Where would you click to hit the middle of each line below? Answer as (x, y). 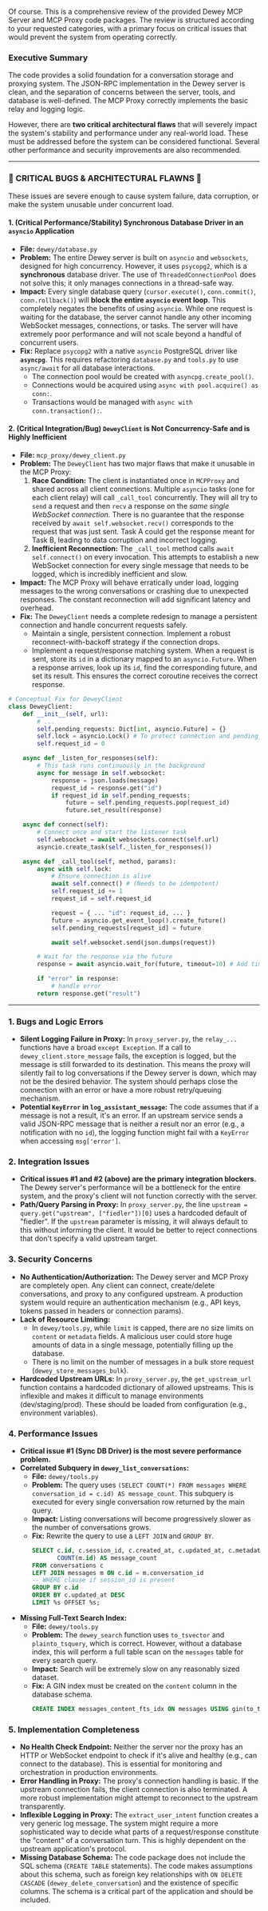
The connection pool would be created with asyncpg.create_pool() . (143, 376)
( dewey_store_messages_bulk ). (80, 1370)
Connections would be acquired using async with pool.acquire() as (145, 385)
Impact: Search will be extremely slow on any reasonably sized (136, 1669)
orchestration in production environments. (89, 1773)
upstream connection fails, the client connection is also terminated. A (134, 1789)
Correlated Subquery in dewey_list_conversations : (104, 1468)
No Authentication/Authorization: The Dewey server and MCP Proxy (134, 1277)
